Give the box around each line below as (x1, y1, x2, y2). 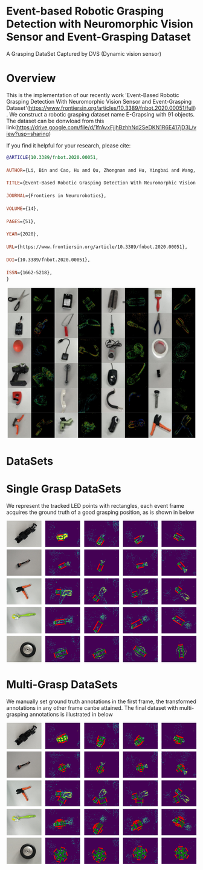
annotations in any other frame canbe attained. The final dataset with (6, 704, 178, 711)
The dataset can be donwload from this (6, 117, 105, 124)
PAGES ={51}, (6, 218, 36, 224)
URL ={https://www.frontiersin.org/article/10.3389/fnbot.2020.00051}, (6, 244, 188, 250)
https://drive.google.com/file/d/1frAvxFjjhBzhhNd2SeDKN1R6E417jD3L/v (16, 123, 197, 131)
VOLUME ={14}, (6, 205, 39, 212)
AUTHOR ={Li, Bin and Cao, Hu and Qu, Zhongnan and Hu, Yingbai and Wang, (6, 167, 196, 174)
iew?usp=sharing (6, 130, 50, 137)
